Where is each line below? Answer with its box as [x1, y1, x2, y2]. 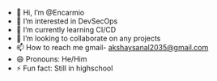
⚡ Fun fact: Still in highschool [15, 63, 113, 73]
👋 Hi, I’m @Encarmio [15, 8, 85, 17]
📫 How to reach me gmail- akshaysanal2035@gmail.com [15, 43, 209, 52]
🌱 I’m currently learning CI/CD [15, 25, 117, 34]
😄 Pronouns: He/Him [15, 54, 87, 64]
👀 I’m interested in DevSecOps [15, 16, 118, 26]
